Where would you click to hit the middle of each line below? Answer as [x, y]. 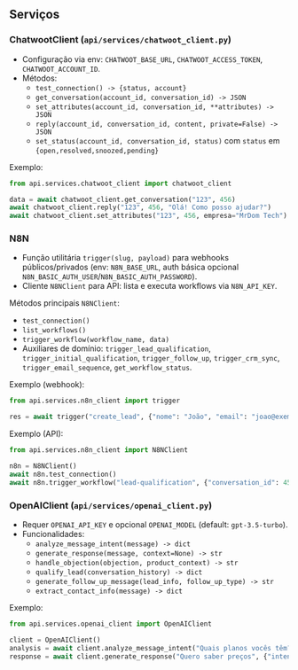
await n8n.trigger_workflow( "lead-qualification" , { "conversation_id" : [144, 482]
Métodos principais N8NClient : [64, 303]
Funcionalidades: [53, 534]
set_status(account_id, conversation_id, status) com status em [157, 140]
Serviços [35, 15]
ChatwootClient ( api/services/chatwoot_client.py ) [121, 40]
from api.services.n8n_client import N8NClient [99, 450]
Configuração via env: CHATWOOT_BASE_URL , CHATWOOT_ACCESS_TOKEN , [142, 59]
